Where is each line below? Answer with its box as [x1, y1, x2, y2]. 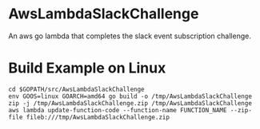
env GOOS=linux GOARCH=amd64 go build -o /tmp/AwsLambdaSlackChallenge [8, 92, 252, 100]
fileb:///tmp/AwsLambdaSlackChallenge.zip [26, 113, 170, 121]
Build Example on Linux [8, 59, 166, 77]
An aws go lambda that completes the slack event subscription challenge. [8, 31, 252, 41]
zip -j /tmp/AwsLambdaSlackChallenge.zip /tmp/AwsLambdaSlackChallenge [8, 99, 252, 107]
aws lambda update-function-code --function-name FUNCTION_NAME [8, 106, 227, 114]
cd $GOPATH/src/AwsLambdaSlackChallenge [8, 85, 146, 93]
